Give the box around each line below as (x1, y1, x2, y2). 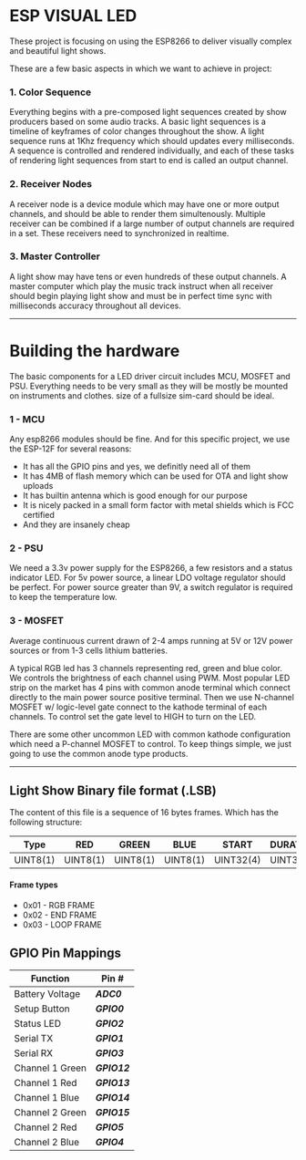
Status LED (14, 1018, 62, 1031)
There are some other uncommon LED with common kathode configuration (9, 729, 291, 740)
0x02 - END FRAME (22, 909, 97, 920)
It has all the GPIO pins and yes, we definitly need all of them (22, 461, 250, 472)
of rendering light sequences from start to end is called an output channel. (9, 155, 289, 166)
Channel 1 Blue (14, 1092, 80, 1104)
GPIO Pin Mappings (9, 946, 121, 961)
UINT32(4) (213, 854, 261, 866)
